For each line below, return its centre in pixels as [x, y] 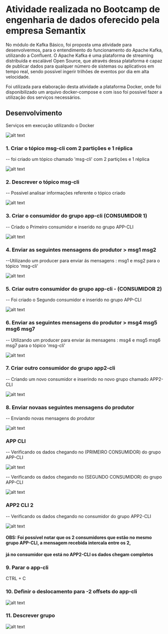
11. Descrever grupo [30, 615]
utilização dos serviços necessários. [44, 97]
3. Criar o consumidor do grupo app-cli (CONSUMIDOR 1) [76, 216]
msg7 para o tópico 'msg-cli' [36, 345]
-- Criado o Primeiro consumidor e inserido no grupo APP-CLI [70, 227]
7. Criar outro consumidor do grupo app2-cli [60, 368]
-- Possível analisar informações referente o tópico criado [66, 193]
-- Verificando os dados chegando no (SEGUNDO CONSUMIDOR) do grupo [84, 477]
